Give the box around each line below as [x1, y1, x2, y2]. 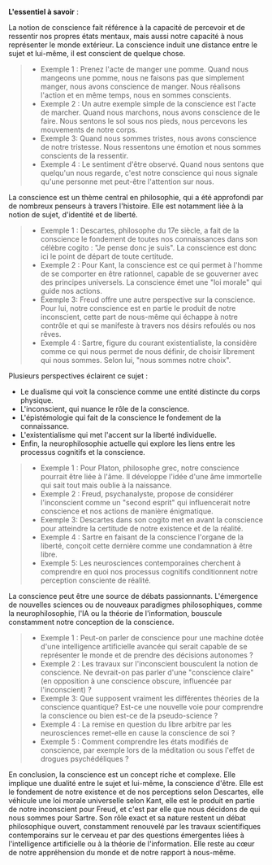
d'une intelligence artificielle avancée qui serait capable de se [40, 642, 248, 651]
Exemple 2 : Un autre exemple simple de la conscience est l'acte [40, 99, 257, 108]
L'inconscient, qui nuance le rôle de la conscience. [19, 404, 190, 413]
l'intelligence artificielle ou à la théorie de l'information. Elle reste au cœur [8, 839, 255, 849]
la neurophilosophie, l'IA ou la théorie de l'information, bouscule [8, 609, 222, 618]
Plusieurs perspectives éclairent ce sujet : [8, 371, 149, 381]
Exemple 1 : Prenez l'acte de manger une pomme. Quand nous [40, 64, 249, 74]
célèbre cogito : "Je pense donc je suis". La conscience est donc [40, 243, 257, 252]
